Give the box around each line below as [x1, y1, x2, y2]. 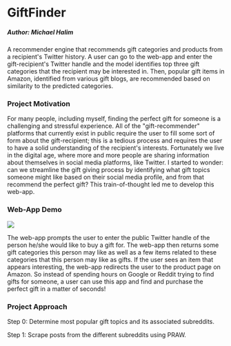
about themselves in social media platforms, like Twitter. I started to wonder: [7, 158, 224, 166]
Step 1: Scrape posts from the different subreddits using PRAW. [7, 331, 186, 339]
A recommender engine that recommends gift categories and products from [7, 45, 223, 54]
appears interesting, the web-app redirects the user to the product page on [7, 263, 221, 271]
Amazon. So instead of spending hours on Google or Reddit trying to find [7, 270, 214, 278]
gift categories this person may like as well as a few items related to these [7, 248, 217, 256]
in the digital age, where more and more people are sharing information [7, 151, 210, 160]
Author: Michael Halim [7, 28, 74, 36]
